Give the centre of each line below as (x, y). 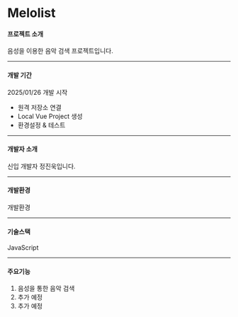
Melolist (32, 13)
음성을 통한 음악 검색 (46, 289)
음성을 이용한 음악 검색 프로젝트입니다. (60, 51)
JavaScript (23, 248)
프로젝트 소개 (25, 34)
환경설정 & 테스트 (41, 125)
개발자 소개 (22, 149)
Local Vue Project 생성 (50, 116)
